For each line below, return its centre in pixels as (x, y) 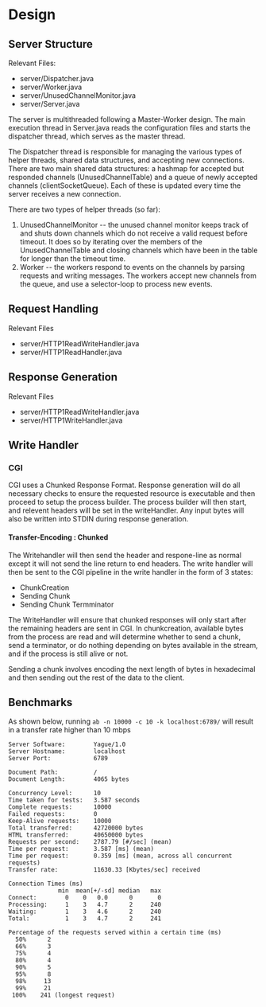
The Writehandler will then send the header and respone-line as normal (125, 555)
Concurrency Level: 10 (55, 794)
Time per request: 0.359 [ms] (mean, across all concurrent (120, 856)
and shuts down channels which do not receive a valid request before (133, 233)
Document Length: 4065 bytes (69, 779)
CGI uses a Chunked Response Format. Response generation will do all (124, 485)
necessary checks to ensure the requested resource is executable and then (132, 494)
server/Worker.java (51, 87)
